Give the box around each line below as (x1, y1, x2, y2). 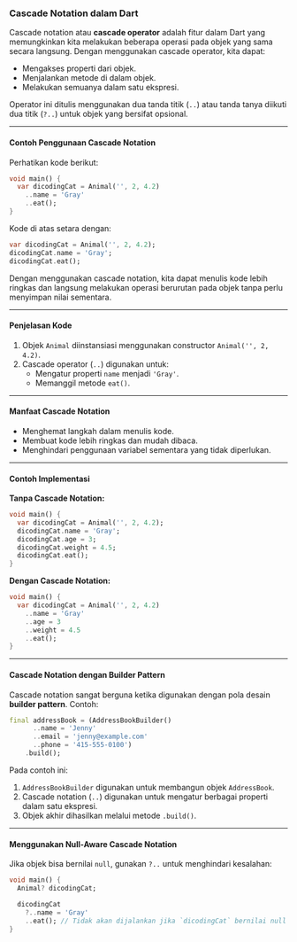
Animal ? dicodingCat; (17, 884, 97, 893)
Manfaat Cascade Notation (9, 406, 110, 417)
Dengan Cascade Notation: (9, 575, 110, 587)
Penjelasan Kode (9, 320, 72, 331)
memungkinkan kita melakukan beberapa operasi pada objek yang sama (9, 36, 273, 47)
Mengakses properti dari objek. (21, 63, 137, 74)
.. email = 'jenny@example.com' (32, 732, 148, 742)
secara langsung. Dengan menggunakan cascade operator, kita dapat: (9, 46, 266, 57)
